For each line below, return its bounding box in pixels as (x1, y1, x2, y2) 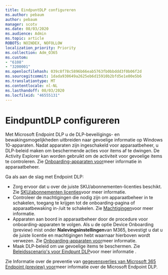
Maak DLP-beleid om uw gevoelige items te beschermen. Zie (12, 243, 141, 250)
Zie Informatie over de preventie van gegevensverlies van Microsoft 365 (5, 258, 156, 265)
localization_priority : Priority (5, 45, 76, 50)
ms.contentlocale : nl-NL (5, 83, 58, 88)
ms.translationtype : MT (5, 78, 56, 84)
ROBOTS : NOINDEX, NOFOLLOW (5, 41, 62, 46)
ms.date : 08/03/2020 (5, 26, 49, 32)
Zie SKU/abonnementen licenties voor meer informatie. (12, 189, 126, 195)
